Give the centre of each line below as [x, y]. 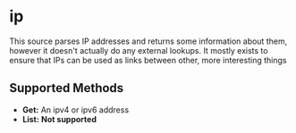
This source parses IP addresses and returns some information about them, [148, 41]
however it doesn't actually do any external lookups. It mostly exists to [139, 50]
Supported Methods [67, 88]
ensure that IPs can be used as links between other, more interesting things [148, 60]
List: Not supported [59, 119]
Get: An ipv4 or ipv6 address [76, 110]
